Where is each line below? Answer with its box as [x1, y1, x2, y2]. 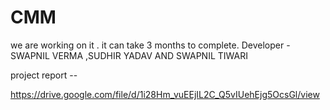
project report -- [10, 69, 78, 81]
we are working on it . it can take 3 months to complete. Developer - [10, 39, 291, 51]
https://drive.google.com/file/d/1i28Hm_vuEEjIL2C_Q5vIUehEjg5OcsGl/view [10, 88, 320, 100]
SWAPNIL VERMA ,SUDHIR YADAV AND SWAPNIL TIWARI [10, 49, 248, 61]
